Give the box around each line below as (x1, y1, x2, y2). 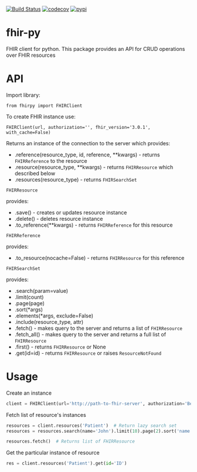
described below (14, 170, 56, 177)
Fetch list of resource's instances (6, 411, 86, 418)
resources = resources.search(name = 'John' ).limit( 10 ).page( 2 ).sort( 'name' (6, 428, 193, 434)
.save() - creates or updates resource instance (14, 208, 127, 216)
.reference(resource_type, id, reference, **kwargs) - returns (14, 151, 160, 158)
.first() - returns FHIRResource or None (14, 343, 107, 350)
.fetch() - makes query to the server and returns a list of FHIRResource (14, 324, 183, 331)
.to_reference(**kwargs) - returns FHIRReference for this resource (14, 221, 173, 228)
